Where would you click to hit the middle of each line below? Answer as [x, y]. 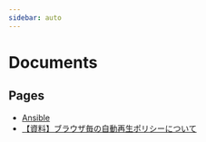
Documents [53, 62]
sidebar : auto [35, 18]
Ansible [36, 118]
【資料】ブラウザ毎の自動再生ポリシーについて [109, 128]
